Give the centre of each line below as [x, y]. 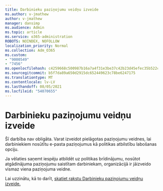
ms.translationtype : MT [29, 77]
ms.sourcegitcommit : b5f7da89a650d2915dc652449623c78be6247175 [70, 73]
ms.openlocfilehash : [26, 69]
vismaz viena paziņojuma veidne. [38, 169]
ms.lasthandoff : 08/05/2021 [33, 86]
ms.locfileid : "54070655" [31, 91]
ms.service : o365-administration [39, 37]
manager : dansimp [23, 23]
